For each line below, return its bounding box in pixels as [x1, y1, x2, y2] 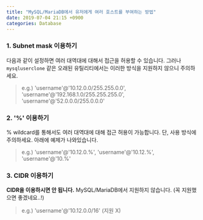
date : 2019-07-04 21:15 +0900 [6, 15, 84, 21]
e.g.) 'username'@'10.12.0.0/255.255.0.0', [21, 84, 126, 92]
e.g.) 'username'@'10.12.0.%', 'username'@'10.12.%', [21, 148, 155, 156]
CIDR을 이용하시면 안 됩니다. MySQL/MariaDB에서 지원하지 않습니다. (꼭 [6, 186, 181, 194]
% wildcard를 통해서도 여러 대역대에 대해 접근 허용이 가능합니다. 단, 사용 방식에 [6, 128, 197, 136]
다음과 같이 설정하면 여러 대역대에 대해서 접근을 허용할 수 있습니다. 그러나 [6, 56, 182, 64]
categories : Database [6, 20, 62, 26]
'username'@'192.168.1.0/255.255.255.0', [21, 90, 125, 98]
